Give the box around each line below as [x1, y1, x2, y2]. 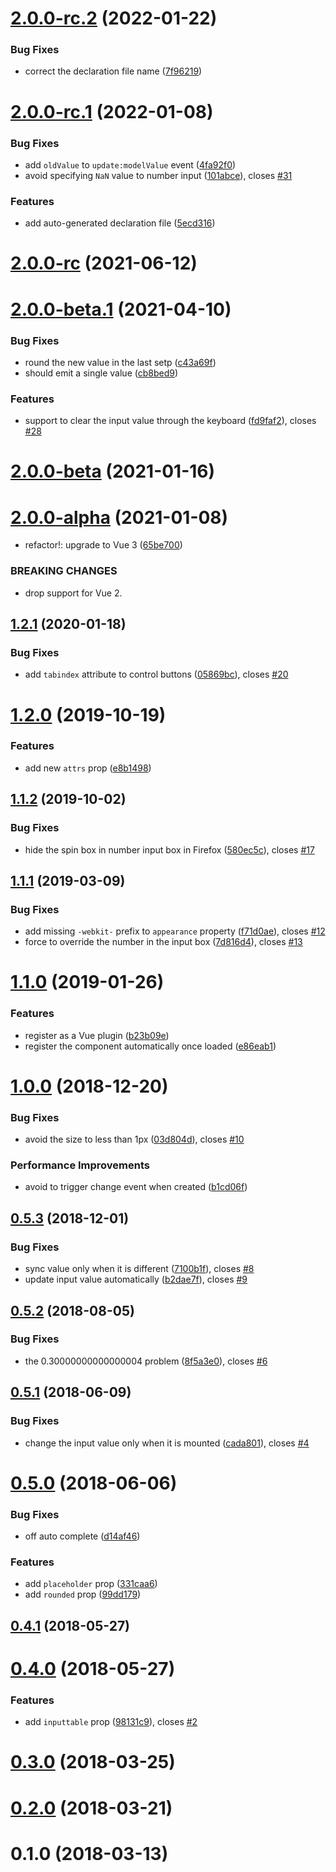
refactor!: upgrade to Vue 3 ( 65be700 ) [24, 539, 183, 551]
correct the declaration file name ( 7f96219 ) [24, 65, 203, 77]
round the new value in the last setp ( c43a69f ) [24, 356, 217, 368]
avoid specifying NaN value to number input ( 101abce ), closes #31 [24, 169, 293, 181]
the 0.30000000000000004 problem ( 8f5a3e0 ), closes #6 [24, 1355, 268, 1367]
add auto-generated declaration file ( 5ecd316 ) [24, 217, 216, 229]
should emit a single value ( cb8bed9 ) [24, 367, 179, 379]
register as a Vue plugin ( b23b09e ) [24, 1029, 170, 1041]
